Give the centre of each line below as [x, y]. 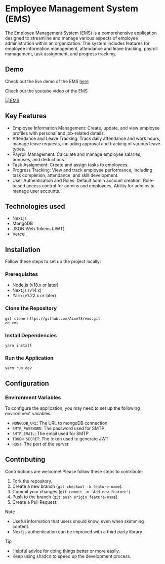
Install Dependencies [31, 335]
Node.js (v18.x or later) [35, 285]
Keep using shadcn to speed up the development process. [72, 556]
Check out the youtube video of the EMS [46, 91]
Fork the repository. [32, 481]
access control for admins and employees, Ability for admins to [90, 185]
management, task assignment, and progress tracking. [61, 54]
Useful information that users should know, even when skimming [78, 521]
